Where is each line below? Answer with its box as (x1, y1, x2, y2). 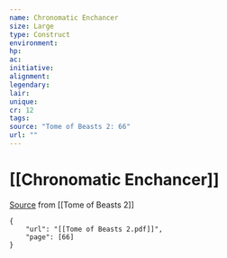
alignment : (9, 72, 50, 81)
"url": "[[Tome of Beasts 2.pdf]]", (25, 225, 164, 234)
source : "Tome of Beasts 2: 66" (9, 123, 131, 132)
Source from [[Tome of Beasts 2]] (9, 199, 135, 210)
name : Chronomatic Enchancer (9, 13, 119, 23)
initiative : (9, 64, 54, 73)
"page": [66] (25, 232, 75, 242)
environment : (9, 38, 59, 48)
